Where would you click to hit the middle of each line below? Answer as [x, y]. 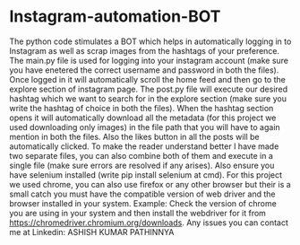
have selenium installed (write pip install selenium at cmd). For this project [146, 175]
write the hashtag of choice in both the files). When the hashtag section [141, 108]
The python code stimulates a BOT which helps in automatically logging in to [150, 41]
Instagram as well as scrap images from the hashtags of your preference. [145, 50]
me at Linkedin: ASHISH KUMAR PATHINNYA [92, 232]
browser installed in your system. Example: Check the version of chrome [143, 203]
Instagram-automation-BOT [115, 17]
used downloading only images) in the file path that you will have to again [145, 127]
